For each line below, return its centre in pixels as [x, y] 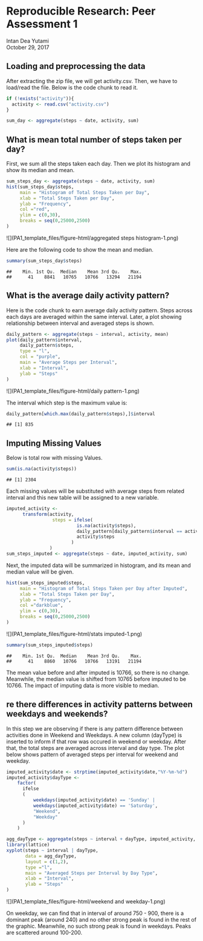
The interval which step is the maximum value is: [67, 403]
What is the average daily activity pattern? [88, 296]
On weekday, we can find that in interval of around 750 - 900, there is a [95, 913]
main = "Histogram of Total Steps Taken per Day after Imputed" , [104, 588]
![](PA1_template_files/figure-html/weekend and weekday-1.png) [86, 901]
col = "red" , [35, 209]
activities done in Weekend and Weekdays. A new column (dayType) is [94, 735]
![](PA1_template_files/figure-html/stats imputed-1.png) [74, 634]
